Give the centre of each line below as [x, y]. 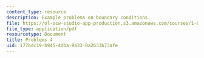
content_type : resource [36, 12]
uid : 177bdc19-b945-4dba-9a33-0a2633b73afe [62, 46]
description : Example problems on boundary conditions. [78, 18]
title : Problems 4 [29, 40]
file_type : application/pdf [42, 29]
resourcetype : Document [36, 34]
